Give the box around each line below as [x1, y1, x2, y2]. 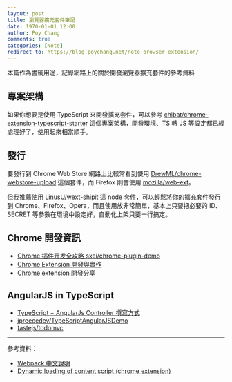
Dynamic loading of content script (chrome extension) [17, 367, 171, 375]
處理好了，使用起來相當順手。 [7, 127, 92, 135]
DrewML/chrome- [151, 169, 202, 178]
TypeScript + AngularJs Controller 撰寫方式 [17, 309, 140, 317]
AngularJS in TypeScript [7, 289, 115, 301]
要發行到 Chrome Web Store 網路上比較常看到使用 [7, 169, 150, 178]
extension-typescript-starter [7, 119, 88, 127]
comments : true [7, 36, 51, 43]
